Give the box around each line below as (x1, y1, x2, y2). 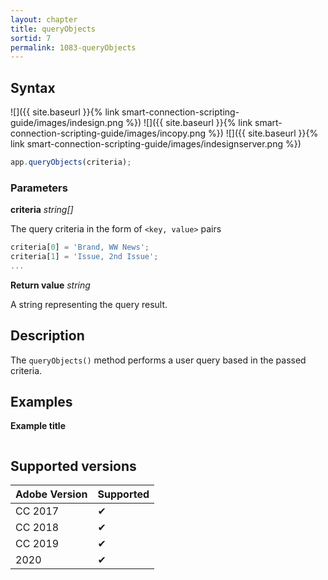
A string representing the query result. (10, 298, 168, 310)
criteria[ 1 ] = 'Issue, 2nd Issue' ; (10, 252, 159, 262)
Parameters (10, 181, 68, 195)
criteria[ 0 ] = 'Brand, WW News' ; (10, 242, 150, 253)
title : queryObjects (10, 24, 97, 34)
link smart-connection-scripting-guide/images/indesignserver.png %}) (10, 138, 302, 150)
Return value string (10, 279, 91, 291)
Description (10, 327, 85, 345)
